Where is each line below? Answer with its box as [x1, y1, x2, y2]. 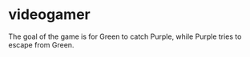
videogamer [8, 6, 91, 24]
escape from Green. [8, 40, 75, 49]
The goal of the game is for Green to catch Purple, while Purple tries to [8, 32, 242, 41]
